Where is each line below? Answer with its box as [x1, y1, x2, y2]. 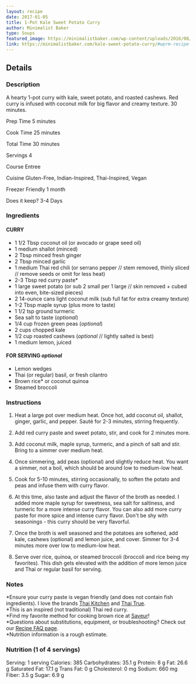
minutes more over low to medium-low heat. [14, 542, 121, 549]
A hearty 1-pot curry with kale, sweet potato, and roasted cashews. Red [6, 94, 178, 101]
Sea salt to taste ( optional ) [14, 314, 79, 321]
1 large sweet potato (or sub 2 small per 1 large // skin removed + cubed [14, 282, 187, 290]
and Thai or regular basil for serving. [14, 566, 103, 573]
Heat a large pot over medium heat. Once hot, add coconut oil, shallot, [14, 412, 184, 419]
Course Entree [6, 163, 41, 170]
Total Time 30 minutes [6, 140, 60, 147]
